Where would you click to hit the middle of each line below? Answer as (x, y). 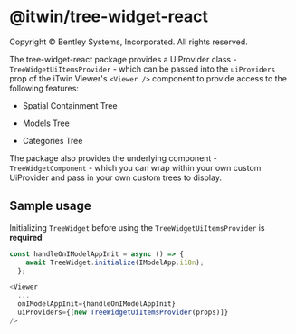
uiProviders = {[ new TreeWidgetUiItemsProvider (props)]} (123, 312)
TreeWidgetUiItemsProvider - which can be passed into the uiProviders (143, 69)
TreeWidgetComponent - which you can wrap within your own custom (135, 167)
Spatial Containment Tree (70, 105)
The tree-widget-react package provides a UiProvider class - (123, 59)
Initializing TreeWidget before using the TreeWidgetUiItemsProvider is (137, 227)
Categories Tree (53, 140)
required (26, 237)
